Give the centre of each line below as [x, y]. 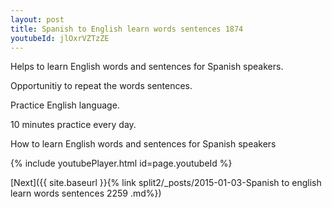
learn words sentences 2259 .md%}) [86, 193]
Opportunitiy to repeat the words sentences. [101, 86]
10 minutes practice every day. [73, 125]
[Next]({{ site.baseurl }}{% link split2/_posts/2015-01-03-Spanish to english [166, 183]
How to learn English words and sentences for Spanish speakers [143, 144]
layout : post [37, 19]
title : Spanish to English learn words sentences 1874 [127, 29]
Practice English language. [65, 105]
